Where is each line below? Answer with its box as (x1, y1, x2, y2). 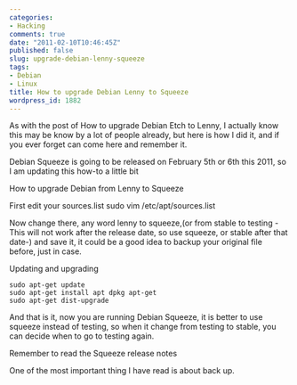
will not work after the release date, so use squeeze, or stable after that (27, 227, 288, 238)
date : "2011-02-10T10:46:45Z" (9, 37, 122, 47)
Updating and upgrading (9, 264, 100, 274)
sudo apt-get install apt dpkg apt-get (9, 289, 157, 298)
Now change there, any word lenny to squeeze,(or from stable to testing (9, 217, 273, 228)
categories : (9, 12, 53, 22)
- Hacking (9, 21, 46, 30)
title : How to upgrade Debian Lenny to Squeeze (9, 87, 189, 96)
